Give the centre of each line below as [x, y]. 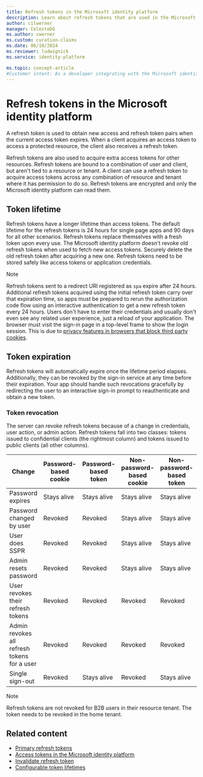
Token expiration [39, 356]
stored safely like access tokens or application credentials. [79, 263]
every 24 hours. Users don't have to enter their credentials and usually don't [101, 312]
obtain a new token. [31, 397]
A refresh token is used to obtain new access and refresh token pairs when [100, 133]
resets [18, 568]
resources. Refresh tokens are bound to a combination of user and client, [97, 164]
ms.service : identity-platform [46, 57]
